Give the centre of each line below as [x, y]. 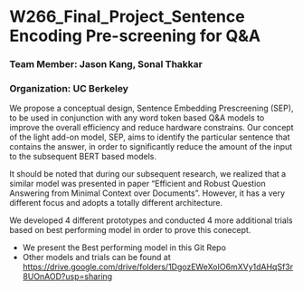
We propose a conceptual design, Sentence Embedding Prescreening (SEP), [151, 108]
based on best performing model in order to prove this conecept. [130, 230]
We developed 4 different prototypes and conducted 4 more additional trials [151, 220]
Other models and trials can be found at [96, 257]
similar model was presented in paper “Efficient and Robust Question [137, 184]
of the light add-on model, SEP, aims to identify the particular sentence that [150, 137]
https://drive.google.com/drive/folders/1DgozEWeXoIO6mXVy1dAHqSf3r [158, 267]
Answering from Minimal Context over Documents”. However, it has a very [147, 193]
